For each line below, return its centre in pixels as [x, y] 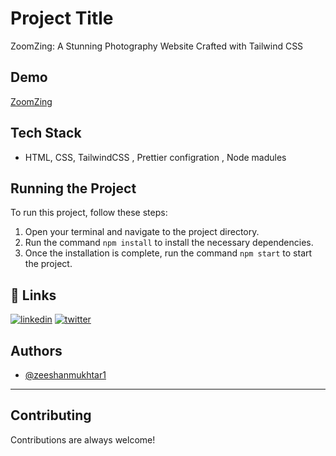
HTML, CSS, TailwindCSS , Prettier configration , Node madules [155, 157]
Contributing [51, 415]
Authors [36, 350]
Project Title [62, 18]
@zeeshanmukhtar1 [65, 375]
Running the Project [73, 188]
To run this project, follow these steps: [89, 213]
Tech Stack [46, 133]
